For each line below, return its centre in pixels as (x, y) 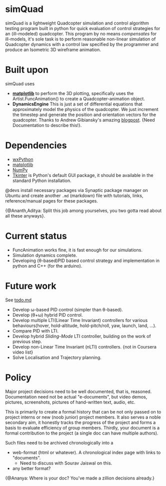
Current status (36, 236)
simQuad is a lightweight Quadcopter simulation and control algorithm (77, 23)
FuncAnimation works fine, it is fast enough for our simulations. (77, 250)
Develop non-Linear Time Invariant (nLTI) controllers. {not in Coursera (84, 346)
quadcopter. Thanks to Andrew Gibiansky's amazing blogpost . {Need (83, 120)
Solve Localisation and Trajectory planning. (57, 357)
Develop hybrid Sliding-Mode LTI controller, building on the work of (81, 336)
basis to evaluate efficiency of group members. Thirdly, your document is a (82, 427)
